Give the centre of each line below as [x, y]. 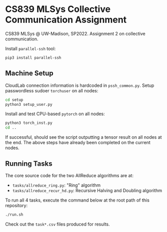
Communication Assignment [66, 20]
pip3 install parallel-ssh [33, 58]
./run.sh [14, 215]
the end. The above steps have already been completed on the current [78, 143]
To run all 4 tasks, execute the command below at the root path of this [77, 200]
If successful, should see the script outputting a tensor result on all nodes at [83, 137]
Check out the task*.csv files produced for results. [57, 224]
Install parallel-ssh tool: [30, 48]
